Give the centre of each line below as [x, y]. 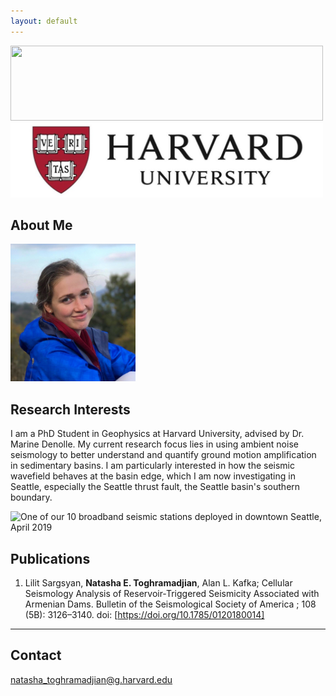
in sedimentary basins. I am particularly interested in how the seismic [152, 466]
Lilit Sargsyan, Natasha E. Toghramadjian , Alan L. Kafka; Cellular [158, 583]
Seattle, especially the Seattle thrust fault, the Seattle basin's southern [155, 487]
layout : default [44, 21]
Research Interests [70, 409]
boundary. [31, 497]
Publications [50, 558]
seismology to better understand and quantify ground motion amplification [163, 455]
